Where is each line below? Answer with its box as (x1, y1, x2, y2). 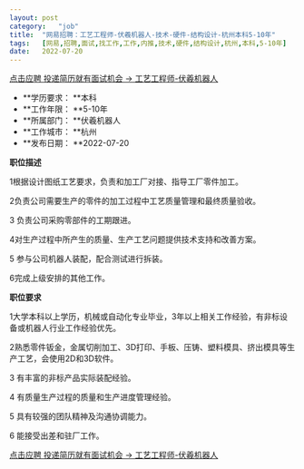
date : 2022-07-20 (9, 47, 83, 56)
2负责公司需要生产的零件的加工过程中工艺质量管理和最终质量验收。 (9, 196, 261, 207)
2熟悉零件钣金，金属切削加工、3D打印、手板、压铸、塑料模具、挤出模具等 (9, 342, 288, 353)
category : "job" (9, 22, 79, 31)
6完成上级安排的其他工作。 (9, 273, 111, 284)
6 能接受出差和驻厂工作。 (9, 430, 104, 441)
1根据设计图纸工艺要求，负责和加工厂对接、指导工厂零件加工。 (9, 176, 243, 187)
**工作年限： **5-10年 (22, 103, 109, 114)
